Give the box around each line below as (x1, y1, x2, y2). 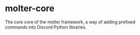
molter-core (5, 3, 54, 14)
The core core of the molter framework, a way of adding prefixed (5, 19, 136, 25)
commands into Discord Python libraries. (5, 24, 87, 30)
